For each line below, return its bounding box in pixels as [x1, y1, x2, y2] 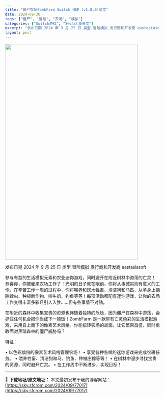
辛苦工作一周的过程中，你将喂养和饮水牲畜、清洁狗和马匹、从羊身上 [18, 287, 156, 293]
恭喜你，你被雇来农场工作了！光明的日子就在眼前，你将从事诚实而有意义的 [5, 281, 156, 286]
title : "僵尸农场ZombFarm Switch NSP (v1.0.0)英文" [5, 7, 109, 12]
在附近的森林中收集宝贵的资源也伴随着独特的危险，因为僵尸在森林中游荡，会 [5, 310, 160, 316]
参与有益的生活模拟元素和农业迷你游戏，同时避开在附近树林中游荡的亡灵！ [5, 275, 156, 280]
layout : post [5, 30, 32, 35]
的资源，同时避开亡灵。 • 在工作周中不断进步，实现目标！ [5, 361, 122, 367]
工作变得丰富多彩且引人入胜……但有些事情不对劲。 [5, 299, 108, 305]
